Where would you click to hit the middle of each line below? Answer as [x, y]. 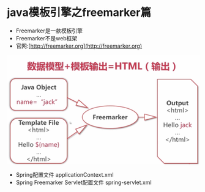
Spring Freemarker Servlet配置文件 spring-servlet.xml [84, 182]
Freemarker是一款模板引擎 [49, 31]
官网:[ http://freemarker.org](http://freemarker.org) [79, 46]
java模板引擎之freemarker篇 [79, 13]
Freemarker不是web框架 [47, 38]
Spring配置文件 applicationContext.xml [65, 174]
